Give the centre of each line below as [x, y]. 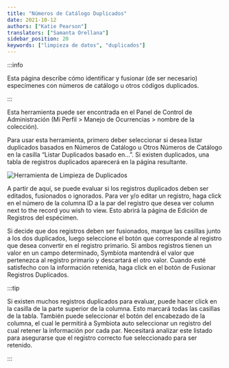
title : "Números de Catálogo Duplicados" [67, 13]
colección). [23, 127]
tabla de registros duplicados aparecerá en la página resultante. [97, 162]
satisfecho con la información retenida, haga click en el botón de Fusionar [111, 267]
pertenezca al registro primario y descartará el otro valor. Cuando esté [107, 260]
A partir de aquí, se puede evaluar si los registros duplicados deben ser [108, 188]
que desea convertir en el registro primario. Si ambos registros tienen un [110, 245]
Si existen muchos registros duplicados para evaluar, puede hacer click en [112, 301]
